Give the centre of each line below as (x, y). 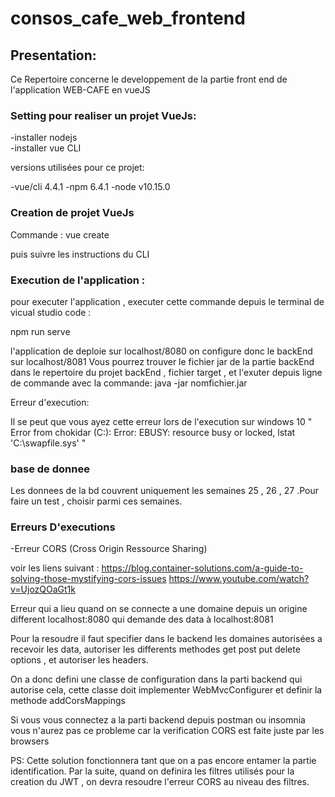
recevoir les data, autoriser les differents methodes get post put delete (155, 649)
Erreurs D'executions (63, 527)
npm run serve (40, 331)
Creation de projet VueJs (72, 213)
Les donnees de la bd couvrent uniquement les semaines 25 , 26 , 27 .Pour (165, 491)
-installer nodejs (44, 138)
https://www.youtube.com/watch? (239, 579)
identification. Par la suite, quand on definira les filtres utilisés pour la (152, 771)
